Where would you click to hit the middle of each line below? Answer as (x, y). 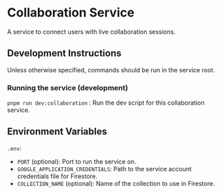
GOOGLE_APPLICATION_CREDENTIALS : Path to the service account (104, 169)
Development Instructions (64, 53)
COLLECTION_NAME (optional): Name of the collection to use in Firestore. (116, 183)
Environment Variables (57, 132)
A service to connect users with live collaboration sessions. (91, 32)
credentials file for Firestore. (57, 176)
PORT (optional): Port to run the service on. (77, 161)
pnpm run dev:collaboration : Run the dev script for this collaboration (106, 103)
